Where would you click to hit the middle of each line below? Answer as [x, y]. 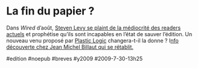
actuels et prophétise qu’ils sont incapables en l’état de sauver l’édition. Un [99, 34]
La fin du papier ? [50, 11]
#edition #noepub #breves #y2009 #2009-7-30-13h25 [75, 58]
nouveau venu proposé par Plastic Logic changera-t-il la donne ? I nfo [93, 40]
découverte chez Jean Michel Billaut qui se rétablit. [70, 47]
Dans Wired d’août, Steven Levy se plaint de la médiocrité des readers [94, 28]
